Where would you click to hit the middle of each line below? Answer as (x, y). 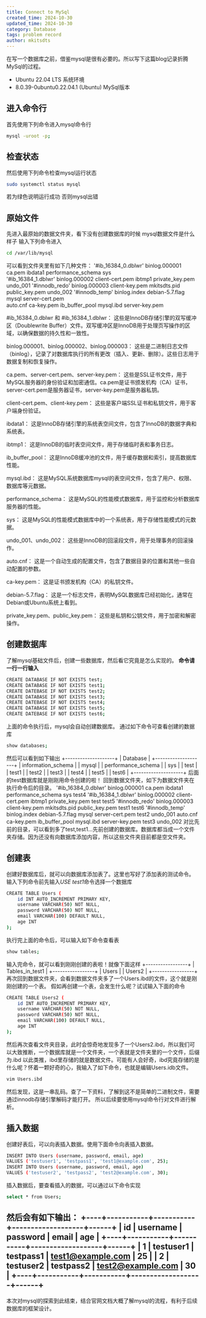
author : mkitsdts (29, 41)
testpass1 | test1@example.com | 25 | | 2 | (88, 1256)
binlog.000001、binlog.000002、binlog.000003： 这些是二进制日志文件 (97, 346)
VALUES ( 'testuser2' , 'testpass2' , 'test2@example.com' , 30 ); (87, 1173)
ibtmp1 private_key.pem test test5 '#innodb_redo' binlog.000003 (112, 801)
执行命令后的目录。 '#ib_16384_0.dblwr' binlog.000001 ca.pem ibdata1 (95, 788)
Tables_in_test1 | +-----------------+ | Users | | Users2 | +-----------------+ (102, 971)
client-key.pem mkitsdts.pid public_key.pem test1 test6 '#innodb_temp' (96, 807)
